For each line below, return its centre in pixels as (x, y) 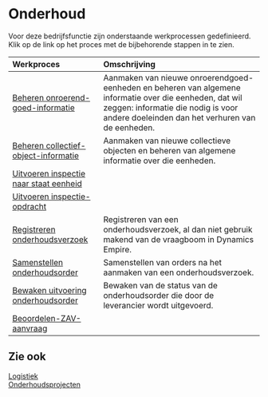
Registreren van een (141, 219)
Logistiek (23, 375)
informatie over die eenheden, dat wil (173, 97)
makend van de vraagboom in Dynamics (178, 239)
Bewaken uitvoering (49, 290)
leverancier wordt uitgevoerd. (158, 305)
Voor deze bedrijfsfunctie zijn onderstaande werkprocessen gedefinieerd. (130, 36)
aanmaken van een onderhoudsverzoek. (179, 272)
